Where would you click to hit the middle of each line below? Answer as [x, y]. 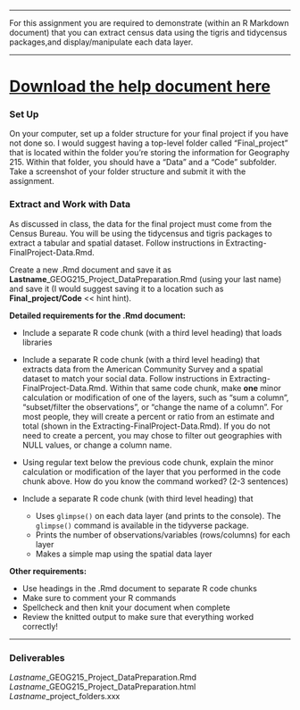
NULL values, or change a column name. [97, 445]
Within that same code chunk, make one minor [195, 388]
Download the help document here [140, 87]
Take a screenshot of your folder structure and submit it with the [128, 171]
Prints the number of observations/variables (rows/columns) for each [163, 535]
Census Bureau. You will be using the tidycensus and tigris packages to [141, 233]
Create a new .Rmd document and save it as [91, 270]
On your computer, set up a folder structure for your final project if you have [149, 134]
